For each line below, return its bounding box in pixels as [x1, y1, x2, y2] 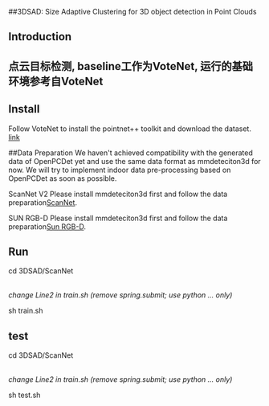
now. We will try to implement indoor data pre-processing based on [8, 165, 231, 174]
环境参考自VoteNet [8, 74, 104, 88]
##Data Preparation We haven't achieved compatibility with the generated [8, 148, 253, 158]
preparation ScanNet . [8, 197, 78, 207]
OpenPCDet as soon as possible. [8, 173, 117, 183]
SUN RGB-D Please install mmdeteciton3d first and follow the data [8, 213, 228, 223]
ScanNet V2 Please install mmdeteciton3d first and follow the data [8, 189, 228, 199]
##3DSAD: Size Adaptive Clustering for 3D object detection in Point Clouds [8, 7, 257, 16]
